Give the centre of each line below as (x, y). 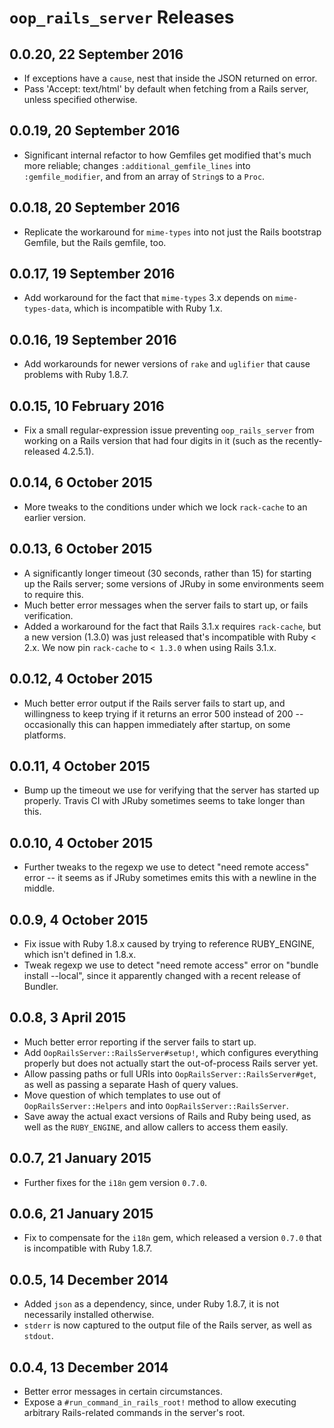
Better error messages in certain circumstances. (123, 1391)
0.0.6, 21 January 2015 (81, 1213)
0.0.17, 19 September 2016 (92, 274)
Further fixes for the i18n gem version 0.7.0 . (115, 1182)
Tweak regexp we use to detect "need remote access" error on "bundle (171, 965)
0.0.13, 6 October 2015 (81, 549)
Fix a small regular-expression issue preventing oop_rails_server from (169, 430)
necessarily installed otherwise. (89, 1315)
